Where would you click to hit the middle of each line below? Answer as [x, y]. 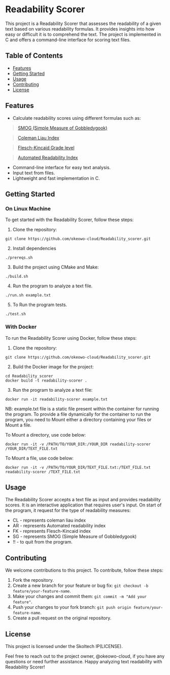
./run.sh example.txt [28, 295]
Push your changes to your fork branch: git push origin [72, 607]
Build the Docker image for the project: [53, 367]
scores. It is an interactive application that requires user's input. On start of [83, 505]
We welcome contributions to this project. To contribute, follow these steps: [84, 570]
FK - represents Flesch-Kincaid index [52, 531]
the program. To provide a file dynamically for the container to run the [78, 414]
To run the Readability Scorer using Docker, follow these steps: [71, 338]
